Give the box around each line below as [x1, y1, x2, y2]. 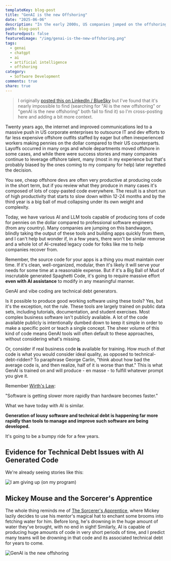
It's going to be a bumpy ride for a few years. [5, 433, 100, 439]
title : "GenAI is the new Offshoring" [5, 12, 88, 17]
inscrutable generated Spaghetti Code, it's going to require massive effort [5, 273, 160, 279]
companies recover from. [5, 246, 59, 253]
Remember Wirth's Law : [5, 382, 56, 388]
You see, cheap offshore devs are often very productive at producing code [5, 177, 162, 183]
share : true [5, 83, 31, 88]
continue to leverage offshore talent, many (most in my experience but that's [5, 156, 166, 162]
